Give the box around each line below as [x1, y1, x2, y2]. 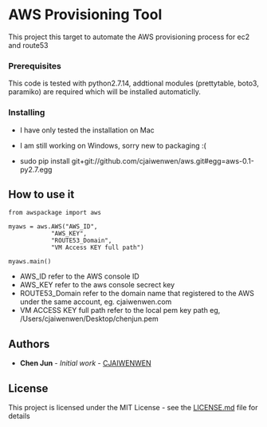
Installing [8, 107, 45, 118]
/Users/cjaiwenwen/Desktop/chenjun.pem [19, 314, 159, 324]
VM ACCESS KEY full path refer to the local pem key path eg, [19, 306, 221, 315]
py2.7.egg [19, 164, 53, 174]
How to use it [8, 188, 75, 201]
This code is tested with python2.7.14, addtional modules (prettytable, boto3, [8, 78, 259, 89]
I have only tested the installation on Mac [19, 125, 155, 135]
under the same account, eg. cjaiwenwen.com [19, 297, 172, 306]
